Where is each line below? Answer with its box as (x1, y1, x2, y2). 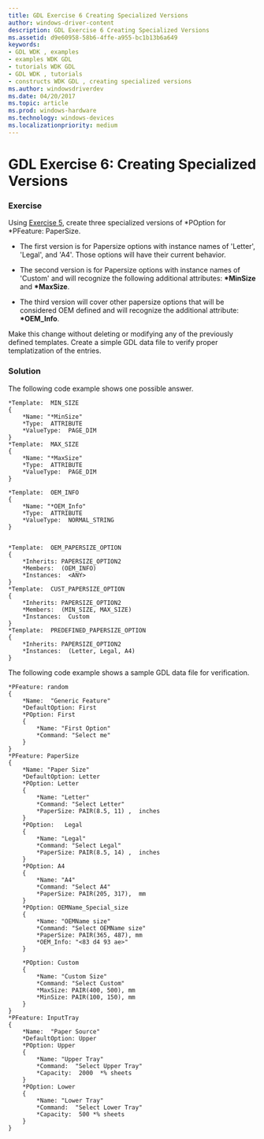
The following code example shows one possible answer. (8, 384, 194, 393)
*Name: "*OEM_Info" (22, 502, 87, 510)
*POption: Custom (22, 959, 80, 966)
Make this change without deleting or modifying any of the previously (8, 329, 234, 339)
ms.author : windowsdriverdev (8, 84, 104, 93)
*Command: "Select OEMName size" (36, 924, 147, 932)
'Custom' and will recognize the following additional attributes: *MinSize (19, 273, 256, 284)
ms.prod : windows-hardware (8, 107, 97, 115)
